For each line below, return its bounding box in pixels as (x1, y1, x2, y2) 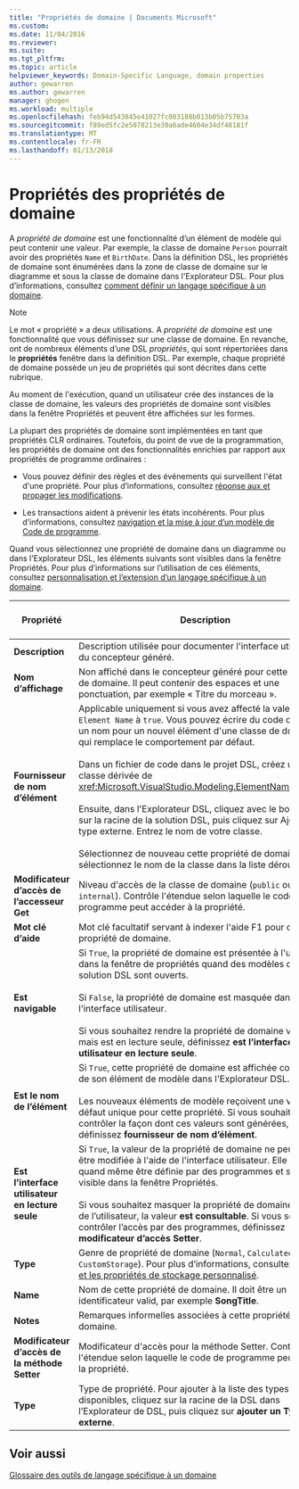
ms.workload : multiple (9, 104, 93, 113)
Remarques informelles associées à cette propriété (78, 1309, 292, 1321)
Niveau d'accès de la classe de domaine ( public (78, 878, 280, 890)
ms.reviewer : (9, 37, 58, 47)
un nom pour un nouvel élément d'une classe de (78, 724, 280, 737)
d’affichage (13, 682, 64, 694)
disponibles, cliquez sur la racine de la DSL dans (78, 1394, 280, 1406)
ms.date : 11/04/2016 (9, 29, 86, 38)
